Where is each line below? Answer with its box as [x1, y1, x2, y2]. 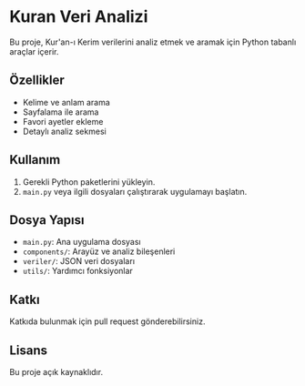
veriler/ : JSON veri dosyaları [22, 256, 135, 267]
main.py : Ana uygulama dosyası [22, 237, 141, 248]
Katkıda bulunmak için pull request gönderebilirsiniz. [9, 316, 206, 327]
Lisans [9, 342, 48, 358]
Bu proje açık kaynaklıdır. [9, 367, 103, 377]
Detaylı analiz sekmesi [22, 126, 107, 137]
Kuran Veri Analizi [9, 6, 148, 27]
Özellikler [9, 73, 66, 88]
